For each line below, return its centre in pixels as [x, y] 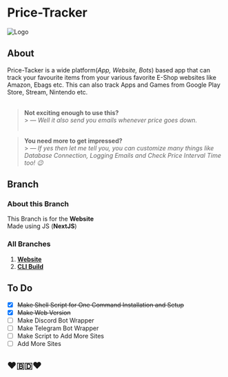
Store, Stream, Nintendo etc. [48, 92]
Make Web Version [44, 312]
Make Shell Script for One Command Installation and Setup [101, 305]
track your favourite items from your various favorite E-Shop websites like [112, 77]
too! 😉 [33, 163]
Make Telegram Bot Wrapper [58, 328]
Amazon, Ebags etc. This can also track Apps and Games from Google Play [114, 85]
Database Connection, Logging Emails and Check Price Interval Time [123, 155]
